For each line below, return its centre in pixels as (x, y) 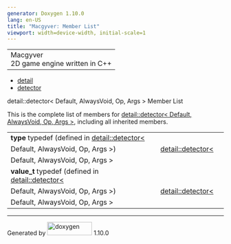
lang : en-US (24, 20)
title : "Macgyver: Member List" (53, 26)
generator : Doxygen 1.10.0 (46, 13)
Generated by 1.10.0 (58, 233)
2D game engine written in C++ (61, 64)
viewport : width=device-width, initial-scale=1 (77, 33)
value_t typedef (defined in (55, 171)
